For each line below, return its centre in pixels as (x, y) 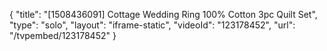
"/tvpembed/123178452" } (63, 35)
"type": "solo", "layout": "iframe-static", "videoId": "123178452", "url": (152, 25)
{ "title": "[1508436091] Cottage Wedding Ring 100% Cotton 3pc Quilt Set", (163, 14)
